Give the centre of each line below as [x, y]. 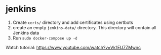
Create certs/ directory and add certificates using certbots [73, 22]
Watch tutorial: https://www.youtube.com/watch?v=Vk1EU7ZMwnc [73, 47]
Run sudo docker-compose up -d [45, 38]
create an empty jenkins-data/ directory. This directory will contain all [84, 27]
